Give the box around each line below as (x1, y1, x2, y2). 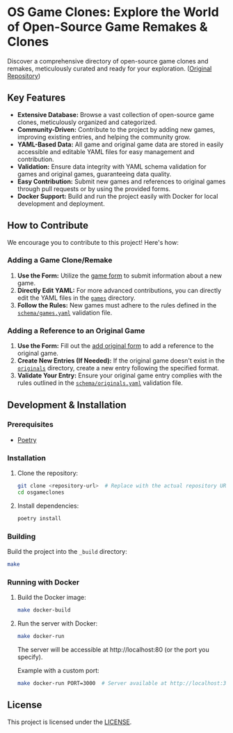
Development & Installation (7, 399, 127, 411)
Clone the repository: (17, 469, 79, 478)
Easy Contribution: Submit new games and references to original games (17, 177, 226, 186)
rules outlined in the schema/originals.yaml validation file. (17, 379, 183, 387)
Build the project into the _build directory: (7, 547, 127, 556)
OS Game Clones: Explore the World (7, 4, 219, 20)
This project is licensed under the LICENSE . (7, 718, 132, 726)
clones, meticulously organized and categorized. (17, 118, 157, 126)
